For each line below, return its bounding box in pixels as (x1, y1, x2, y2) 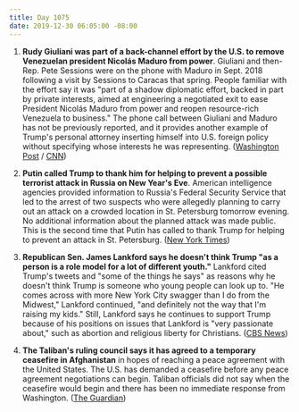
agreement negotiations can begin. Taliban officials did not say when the (21, 373, 290, 384)
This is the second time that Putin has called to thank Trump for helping (21, 224, 286, 235)
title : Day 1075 (9, 13, 70, 22)
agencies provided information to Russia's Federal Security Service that (21, 187, 287, 198)
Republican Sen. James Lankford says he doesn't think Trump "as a (21, 251, 278, 262)
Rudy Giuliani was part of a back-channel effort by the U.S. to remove (21, 46, 285, 56)
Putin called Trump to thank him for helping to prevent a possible (21, 167, 268, 179)
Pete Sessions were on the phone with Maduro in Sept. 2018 (41, 64, 263, 76)
